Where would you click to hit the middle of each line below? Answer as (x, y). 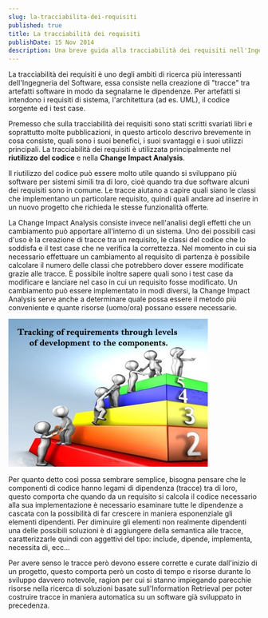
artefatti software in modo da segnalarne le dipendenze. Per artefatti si (124, 91)
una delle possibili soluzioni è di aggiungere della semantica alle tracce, (126, 531)
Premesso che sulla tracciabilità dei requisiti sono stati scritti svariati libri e (130, 124)
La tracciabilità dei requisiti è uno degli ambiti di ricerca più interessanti (125, 74)
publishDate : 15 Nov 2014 (51, 42)
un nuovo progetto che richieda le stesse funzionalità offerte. (108, 207)
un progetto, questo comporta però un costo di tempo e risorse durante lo (130, 572)
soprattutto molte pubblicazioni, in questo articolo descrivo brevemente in (130, 133)
